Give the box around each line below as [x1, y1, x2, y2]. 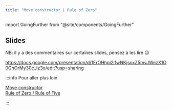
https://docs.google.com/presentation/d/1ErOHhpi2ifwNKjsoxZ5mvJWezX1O [5, 60, 167, 66]
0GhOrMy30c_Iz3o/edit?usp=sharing [5, 65, 84, 71]
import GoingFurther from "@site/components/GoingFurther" [5, 21, 134, 28]
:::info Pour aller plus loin [5, 75, 58, 81]
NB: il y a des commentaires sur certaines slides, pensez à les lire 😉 [5, 49, 149, 56]
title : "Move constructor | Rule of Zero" [5, 7, 97, 13]
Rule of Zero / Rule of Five [5, 90, 60, 96]
